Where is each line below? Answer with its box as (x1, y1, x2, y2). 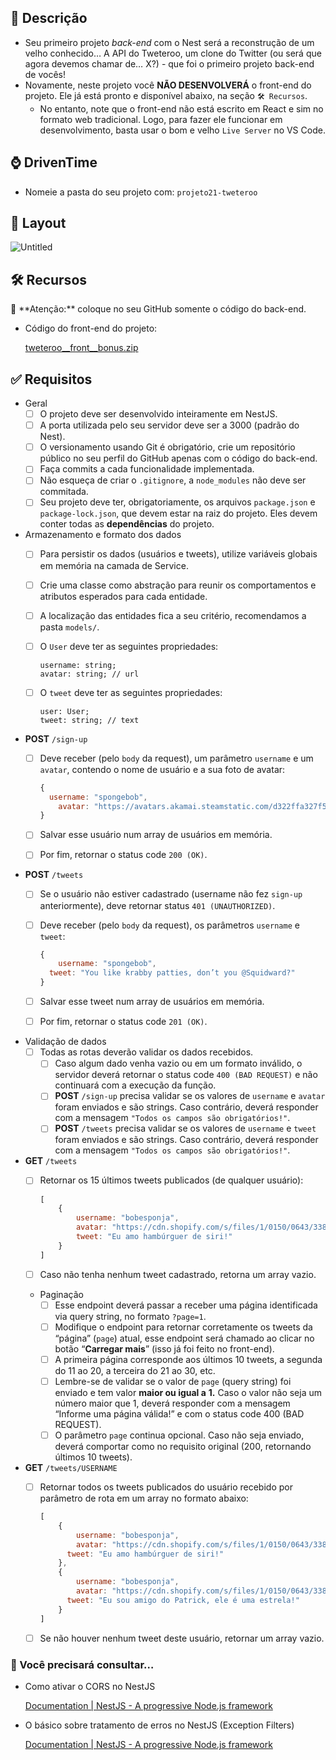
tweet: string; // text (39, 715, 140, 725)
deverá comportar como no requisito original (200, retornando (54, 1441, 312, 1452)
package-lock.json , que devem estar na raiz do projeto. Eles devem (39, 507, 318, 520)
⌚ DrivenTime (10, 154, 98, 171)
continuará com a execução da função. (54, 1079, 217, 1091)
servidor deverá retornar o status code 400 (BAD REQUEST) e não (54, 1069, 318, 1081)
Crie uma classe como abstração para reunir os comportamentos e (39, 579, 317, 591)
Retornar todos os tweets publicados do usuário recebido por (39, 1481, 293, 1493)
